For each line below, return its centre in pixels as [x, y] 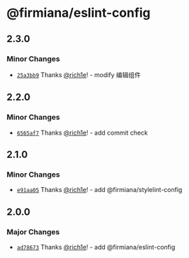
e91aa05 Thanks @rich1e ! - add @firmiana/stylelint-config [99, 190]
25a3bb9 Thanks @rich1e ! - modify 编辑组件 [79, 74]
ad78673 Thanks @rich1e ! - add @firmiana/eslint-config [96, 247]
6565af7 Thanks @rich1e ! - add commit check [82, 133]
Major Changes [33, 231]
